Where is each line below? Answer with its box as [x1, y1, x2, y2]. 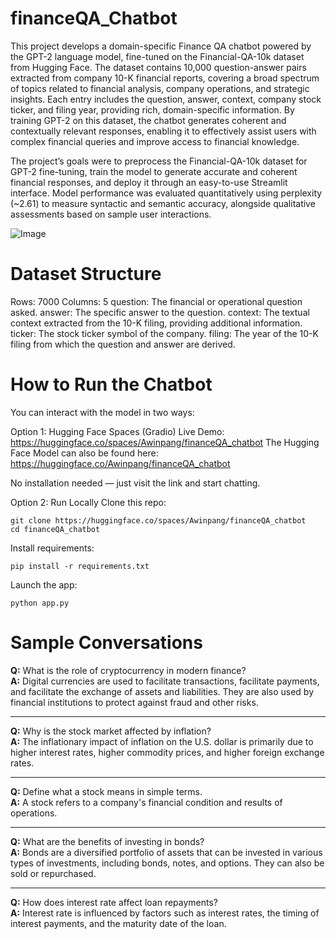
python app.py [10, 598, 70, 608]
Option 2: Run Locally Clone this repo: [10, 496, 167, 508]
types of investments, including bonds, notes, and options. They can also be [10, 857, 325, 869]
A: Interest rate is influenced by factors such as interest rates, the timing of [10, 907, 320, 919]
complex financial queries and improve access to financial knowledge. [10, 135, 300, 147]
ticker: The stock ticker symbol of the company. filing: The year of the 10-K [10, 327, 319, 339]
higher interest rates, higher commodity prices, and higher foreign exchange [10, 746, 325, 758]
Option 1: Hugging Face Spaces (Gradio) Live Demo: [10, 425, 225, 437]
